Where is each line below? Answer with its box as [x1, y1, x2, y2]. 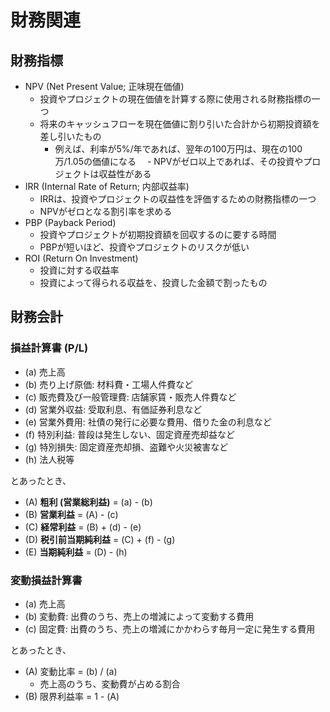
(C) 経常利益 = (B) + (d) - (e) [24, 521, 142, 533]
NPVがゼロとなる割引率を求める [39, 206, 173, 217]
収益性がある [98, 168, 152, 180]
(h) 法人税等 [24, 453, 75, 465]
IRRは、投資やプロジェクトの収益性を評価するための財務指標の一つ [39, 193, 317, 205]
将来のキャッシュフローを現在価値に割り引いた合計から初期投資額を [39, 118, 321, 130]
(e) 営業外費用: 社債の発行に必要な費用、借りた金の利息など [24, 416, 272, 428]
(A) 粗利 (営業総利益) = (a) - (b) [24, 496, 153, 508]
